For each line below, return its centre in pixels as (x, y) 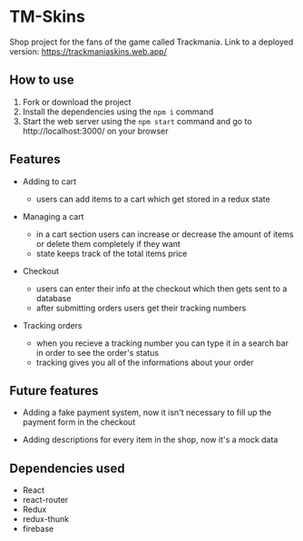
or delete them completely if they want (108, 243)
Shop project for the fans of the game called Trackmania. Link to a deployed (151, 42)
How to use (42, 80)
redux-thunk (46, 519)
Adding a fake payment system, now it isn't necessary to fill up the (147, 413)
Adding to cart (49, 181)
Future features (54, 391)
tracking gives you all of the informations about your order (145, 362)
